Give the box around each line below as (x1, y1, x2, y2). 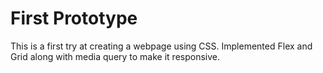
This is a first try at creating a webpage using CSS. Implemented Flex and (10, 40, 313, 52)
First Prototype (10, 7, 138, 30)
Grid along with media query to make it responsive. (10, 50, 221, 62)
